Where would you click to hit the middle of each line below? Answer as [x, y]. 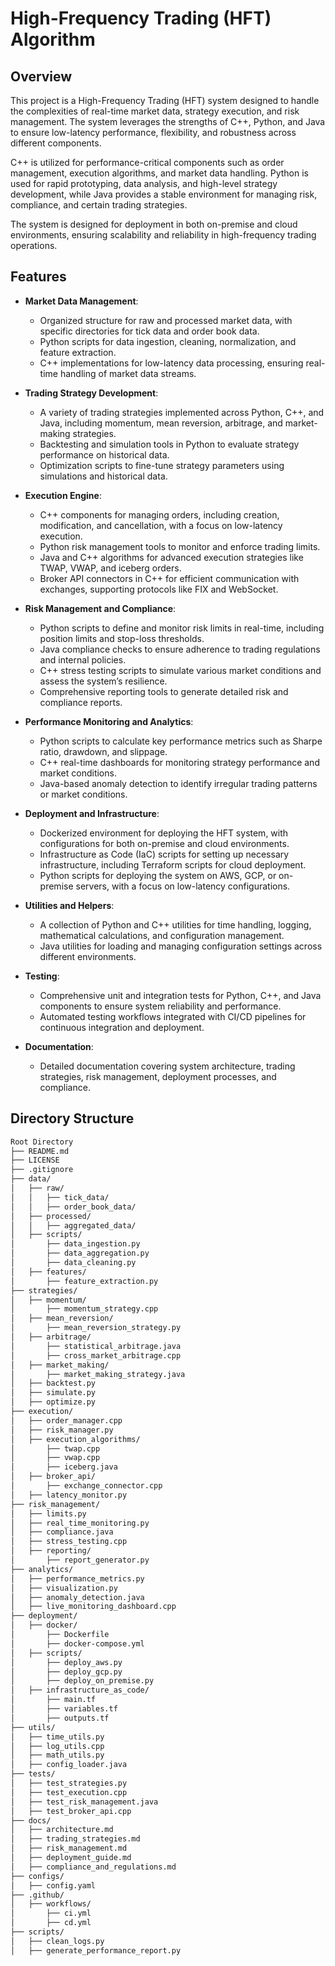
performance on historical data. [104, 454]
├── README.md [40, 1151]
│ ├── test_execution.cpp [69, 1792]
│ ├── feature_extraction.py [84, 1281]
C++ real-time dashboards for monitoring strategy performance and [179, 762]
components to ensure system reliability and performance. [160, 1006]
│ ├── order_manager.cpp [66, 1420]
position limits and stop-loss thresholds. [122, 638]
